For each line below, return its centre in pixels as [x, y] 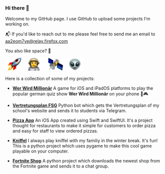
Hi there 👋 [17, 8]
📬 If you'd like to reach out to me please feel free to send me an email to [80, 34]
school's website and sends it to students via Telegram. [70, 111]
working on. [17, 24]
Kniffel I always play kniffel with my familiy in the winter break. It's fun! [85, 141]
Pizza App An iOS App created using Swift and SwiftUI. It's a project [82, 120]
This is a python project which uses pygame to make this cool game [82, 146]
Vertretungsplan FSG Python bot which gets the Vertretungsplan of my [86, 105]
